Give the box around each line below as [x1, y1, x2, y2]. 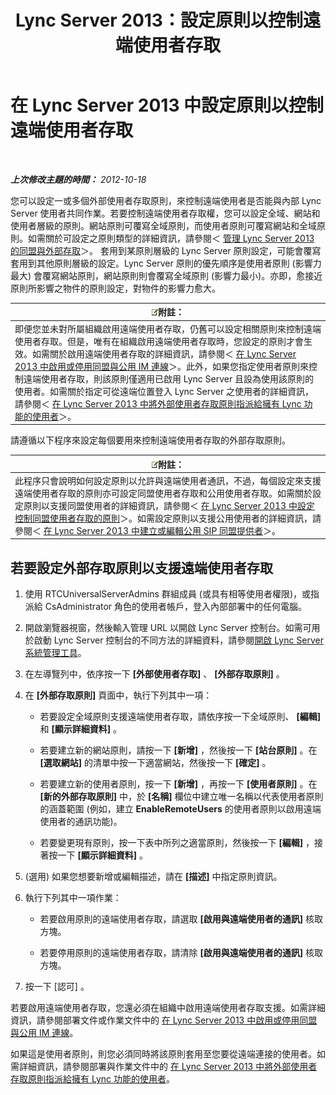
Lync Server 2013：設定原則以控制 [15, 9, 303, 32]
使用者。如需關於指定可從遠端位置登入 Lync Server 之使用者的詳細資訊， [14, 385, 315, 397]
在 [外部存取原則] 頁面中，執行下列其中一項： [24, 689, 213, 701]
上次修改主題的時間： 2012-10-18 [10, 173, 147, 185]
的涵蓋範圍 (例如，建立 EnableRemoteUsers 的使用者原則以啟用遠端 [39, 803, 322, 815]
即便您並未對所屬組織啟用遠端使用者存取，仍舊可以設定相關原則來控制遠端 [14, 322, 322, 335]
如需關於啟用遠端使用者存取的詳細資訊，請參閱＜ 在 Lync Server [31, 347, 297, 360]
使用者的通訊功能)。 [39, 816, 123, 828]
